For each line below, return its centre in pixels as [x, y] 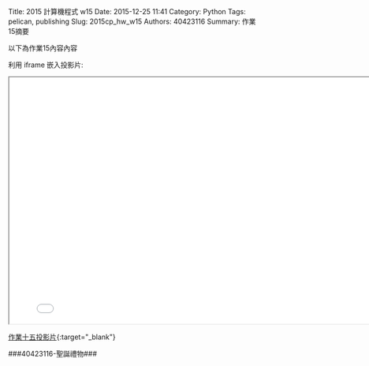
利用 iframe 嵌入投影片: [46, 65]
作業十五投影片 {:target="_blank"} [62, 337]
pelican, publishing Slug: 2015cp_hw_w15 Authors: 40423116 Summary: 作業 [132, 21]
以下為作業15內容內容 [43, 48]
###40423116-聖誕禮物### [52, 354]
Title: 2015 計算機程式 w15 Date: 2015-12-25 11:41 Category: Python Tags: [127, 11]
